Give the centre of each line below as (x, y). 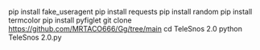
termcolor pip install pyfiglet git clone (70, 20)
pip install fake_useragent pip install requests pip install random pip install (130, 12)
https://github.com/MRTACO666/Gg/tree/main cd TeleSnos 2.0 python (126, 29)
